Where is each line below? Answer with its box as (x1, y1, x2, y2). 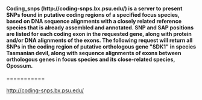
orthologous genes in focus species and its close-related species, (6, 56, 175, 63)
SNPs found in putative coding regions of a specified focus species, (6, 11, 180, 18)
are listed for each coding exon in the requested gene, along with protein (6, 30, 192, 37)
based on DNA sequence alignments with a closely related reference (6, 17, 182, 25)
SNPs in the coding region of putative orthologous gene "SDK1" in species (6, 43, 197, 50)
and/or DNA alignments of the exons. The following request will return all (6, 37, 193, 44)
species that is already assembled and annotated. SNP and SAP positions (6, 24, 194, 31)
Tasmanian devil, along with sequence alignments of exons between (6, 49, 182, 56)
